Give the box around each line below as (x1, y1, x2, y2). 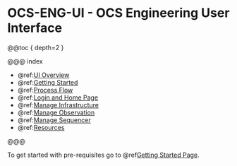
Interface (7, 20, 62, 36)
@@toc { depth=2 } (7, 43, 64, 52)
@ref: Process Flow (17, 85, 73, 94)
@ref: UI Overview (17, 71, 70, 79)
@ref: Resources (17, 123, 65, 131)
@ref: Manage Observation (17, 108, 95, 117)
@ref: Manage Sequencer (17, 115, 91, 124)
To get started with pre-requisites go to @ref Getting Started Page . (7, 150, 200, 159)
